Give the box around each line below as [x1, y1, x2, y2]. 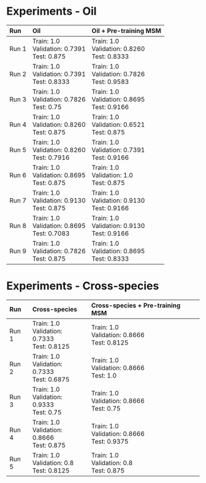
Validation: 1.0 [91, 170, 134, 179]
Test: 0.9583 [91, 77, 129, 86]
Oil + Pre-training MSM [91, 26, 161, 35]
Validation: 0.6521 [91, 120, 145, 129]
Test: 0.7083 [32, 229, 70, 237]
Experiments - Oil [6, 4, 97, 18]
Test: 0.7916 [32, 153, 70, 162]
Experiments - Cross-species [6, 279, 159, 293]
